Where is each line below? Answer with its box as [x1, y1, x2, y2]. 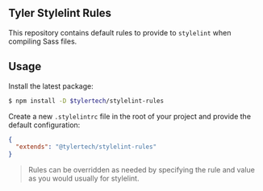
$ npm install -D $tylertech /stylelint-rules [8, 97, 164, 105]
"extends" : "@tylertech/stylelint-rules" [15, 143, 157, 152]
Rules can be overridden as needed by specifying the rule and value [27, 165, 256, 175]
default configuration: [8, 120, 81, 130]
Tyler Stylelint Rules [8, 6, 111, 20]
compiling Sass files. [8, 36, 77, 46]
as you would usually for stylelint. [27, 173, 140, 184]
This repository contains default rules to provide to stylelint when [8, 27, 232, 37]
